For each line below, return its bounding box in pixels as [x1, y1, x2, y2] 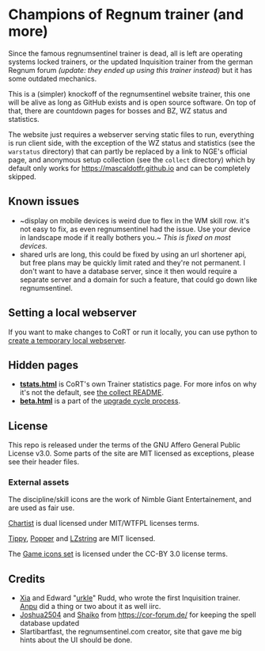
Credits [8, 572, 46, 585]
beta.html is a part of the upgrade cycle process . [19, 396, 180, 405]
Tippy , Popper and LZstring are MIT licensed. [8, 534, 156, 543]
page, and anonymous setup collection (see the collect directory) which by [8, 154, 256, 164]
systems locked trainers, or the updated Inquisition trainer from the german [8, 57, 253, 67]
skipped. [8, 172, 37, 181]
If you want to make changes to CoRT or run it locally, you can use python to [8, 327, 258, 337]
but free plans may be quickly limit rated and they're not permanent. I [19, 257, 245, 267]
